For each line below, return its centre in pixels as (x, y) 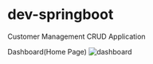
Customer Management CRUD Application (76, 36)
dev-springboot (61, 15)
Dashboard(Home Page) (47, 51)
